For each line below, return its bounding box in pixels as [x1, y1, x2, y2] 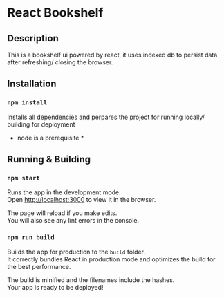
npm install [7, 99, 48, 106]
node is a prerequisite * [17, 133, 84, 142]
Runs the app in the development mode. [7, 188, 121, 196]
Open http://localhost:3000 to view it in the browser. [7, 196, 156, 204]
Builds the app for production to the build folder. [7, 248, 146, 256]
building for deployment [7, 120, 75, 129]
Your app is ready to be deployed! [7, 283, 104, 291]
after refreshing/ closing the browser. [7, 58, 113, 66]
